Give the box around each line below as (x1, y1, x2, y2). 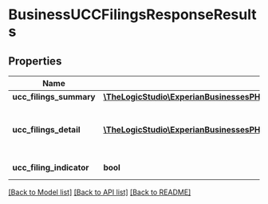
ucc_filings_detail (12, 124, 81, 135)
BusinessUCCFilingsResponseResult (8, 6, 257, 24)
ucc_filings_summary (12, 92, 96, 102)
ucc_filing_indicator (12, 162, 89, 173)
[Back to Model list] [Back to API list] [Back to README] (8, 187, 191, 197)
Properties (8, 54, 62, 68)
